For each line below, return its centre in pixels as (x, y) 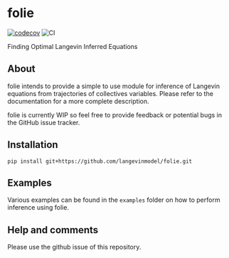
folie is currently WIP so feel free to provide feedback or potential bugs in (115, 114)
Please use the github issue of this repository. (74, 247)
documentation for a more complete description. (78, 101)
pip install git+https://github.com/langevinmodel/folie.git (100, 161)
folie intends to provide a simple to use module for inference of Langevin (114, 86)
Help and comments (53, 230)
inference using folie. (38, 208)
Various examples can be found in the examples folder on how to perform (114, 200)
